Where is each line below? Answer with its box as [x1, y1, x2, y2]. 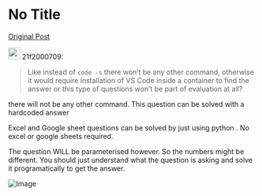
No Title [8, 6, 62, 24]
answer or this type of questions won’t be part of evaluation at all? [27, 84, 243, 93]
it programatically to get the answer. [8, 164, 125, 173]
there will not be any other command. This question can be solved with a [8, 99, 245, 108]
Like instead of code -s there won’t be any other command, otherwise [27, 67, 255, 77]
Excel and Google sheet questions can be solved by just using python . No [8, 122, 250, 132]
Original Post [8, 32, 51, 41]
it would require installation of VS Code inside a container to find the [27, 75, 250, 85]
